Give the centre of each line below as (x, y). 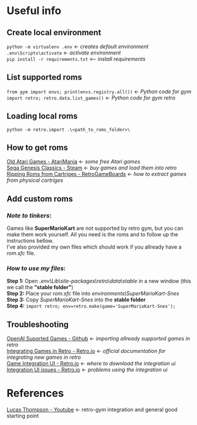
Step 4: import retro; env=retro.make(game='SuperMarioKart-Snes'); (91, 306)
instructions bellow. (30, 241)
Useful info (34, 11)
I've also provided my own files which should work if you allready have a (94, 247)
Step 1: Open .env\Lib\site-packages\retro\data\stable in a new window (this (99, 281)
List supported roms (45, 77)
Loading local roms (42, 116)
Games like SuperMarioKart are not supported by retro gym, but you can (95, 228)
